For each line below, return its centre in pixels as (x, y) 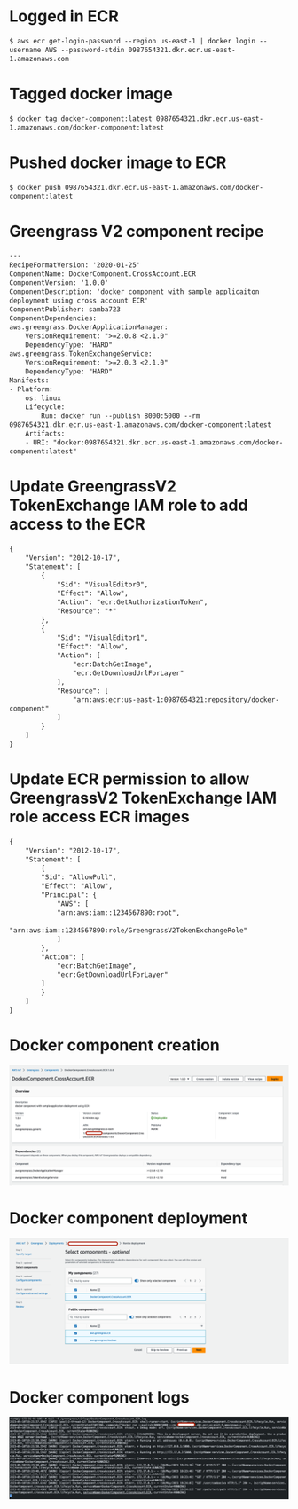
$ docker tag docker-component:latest (81, 118)
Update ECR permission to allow (129, 779)
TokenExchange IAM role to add (129, 505)
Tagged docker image (91, 94)
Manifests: (29, 380)
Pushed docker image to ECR (118, 163)
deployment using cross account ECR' (79, 300)
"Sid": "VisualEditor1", (102, 637)
